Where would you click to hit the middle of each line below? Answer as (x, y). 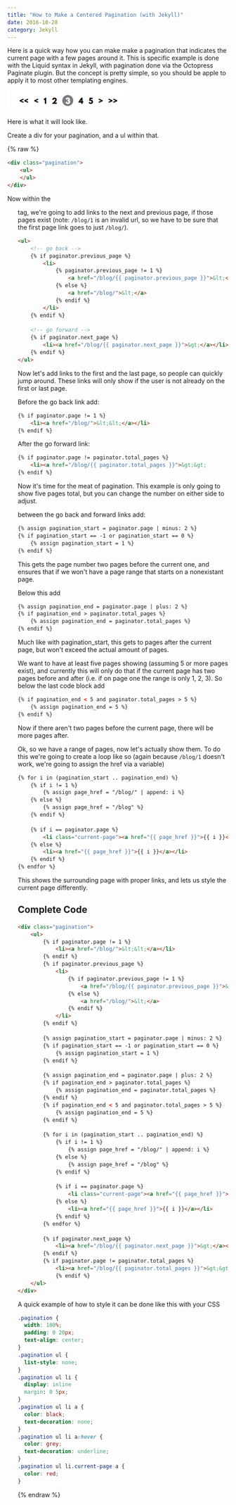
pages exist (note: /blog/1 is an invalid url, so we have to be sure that (118, 220)
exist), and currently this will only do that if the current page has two (116, 671)
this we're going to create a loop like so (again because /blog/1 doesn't (121, 756)
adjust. (27, 501)
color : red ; (41, 1474)
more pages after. (43, 735)
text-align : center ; (54, 1340)
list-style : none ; (51, 1362)
